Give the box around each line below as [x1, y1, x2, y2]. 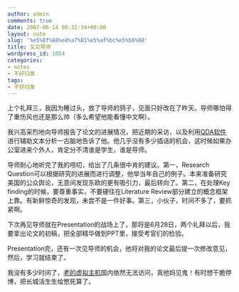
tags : [7, 76, 23, 84]
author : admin [7, 10, 50, 18]
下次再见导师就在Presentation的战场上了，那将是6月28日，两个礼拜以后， [7, 220, 224, 229]
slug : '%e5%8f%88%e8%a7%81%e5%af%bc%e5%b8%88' [7, 37, 148, 44]
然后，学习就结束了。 [7, 254, 70, 262]
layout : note [7, 30, 46, 38]
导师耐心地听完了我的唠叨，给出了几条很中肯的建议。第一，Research [7, 161, 210, 170]
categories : [7, 57, 43, 64]
